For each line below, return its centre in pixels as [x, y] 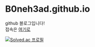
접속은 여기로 [18, 29]
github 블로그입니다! [25, 23]
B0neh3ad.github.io [48, 9]
